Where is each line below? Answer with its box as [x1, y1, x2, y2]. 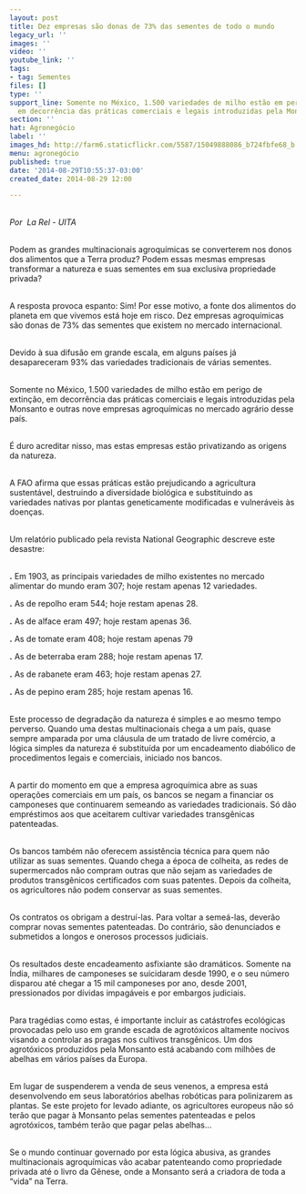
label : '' [9, 132, 47, 141]
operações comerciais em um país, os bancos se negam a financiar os [9, 790, 275, 801]
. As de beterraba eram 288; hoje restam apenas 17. [9, 651, 203, 662]
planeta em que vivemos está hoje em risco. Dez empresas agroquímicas [9, 311, 284, 321]
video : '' [9, 47, 47, 56]
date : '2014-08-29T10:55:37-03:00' [9, 166, 145, 175]
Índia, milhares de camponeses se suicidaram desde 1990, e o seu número [9, 968, 290, 979]
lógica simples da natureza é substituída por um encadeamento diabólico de [9, 743, 296, 754]
